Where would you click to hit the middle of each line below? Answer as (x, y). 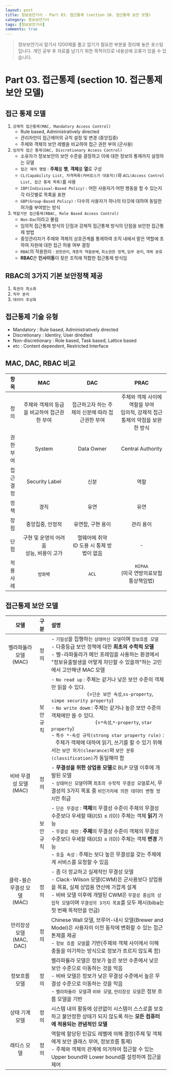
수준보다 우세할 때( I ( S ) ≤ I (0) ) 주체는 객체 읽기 (104, 816)
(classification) (72, 758)
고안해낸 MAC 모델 (83, 670)
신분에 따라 (95, 412)
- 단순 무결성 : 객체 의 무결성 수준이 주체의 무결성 (105, 808)
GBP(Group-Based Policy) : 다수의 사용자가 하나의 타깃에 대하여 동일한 (91, 201)
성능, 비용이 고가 (44, 553)
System (44, 449)
